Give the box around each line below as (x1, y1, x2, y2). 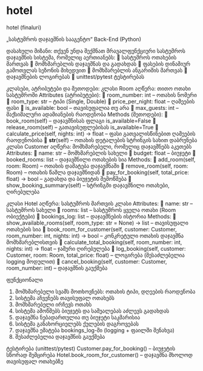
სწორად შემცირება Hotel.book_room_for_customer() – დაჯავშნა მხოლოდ (6, 351, 193, 358)
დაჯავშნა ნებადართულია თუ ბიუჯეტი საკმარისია (15, 313, 141, 321)
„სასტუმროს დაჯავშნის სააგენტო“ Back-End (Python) (6, 35, 141, 43)
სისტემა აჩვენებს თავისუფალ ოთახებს (15, 294, 115, 301)
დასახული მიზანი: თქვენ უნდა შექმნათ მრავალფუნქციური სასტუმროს (6, 47, 186, 55)
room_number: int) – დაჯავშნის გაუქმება (6, 264, 108, 271)
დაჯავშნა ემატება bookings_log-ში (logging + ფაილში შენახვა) (15, 326, 175, 334)
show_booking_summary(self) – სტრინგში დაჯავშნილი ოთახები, (6, 182, 170, 189)
